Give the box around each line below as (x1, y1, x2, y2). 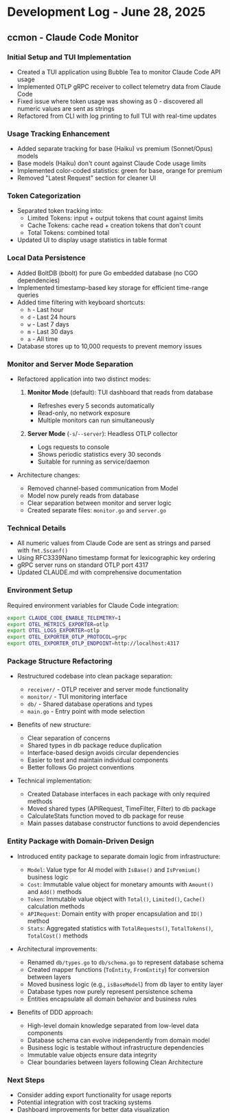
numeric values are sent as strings (16, 104, 115, 112)
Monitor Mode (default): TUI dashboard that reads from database (27, 388, 214, 397)
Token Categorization (7, 191, 81, 200)
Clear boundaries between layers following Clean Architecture (27, 1058, 204, 1066)
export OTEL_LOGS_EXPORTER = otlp (7, 628, 100, 634)
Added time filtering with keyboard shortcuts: (16, 298, 146, 307)
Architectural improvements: (16, 944, 97, 953)
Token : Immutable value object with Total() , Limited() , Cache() (27, 895, 206, 903)
